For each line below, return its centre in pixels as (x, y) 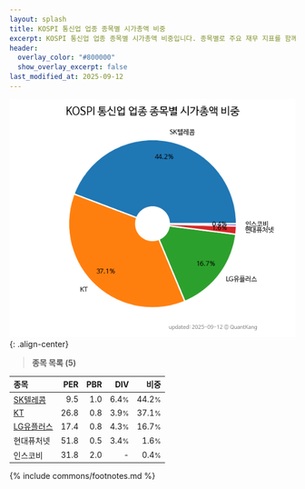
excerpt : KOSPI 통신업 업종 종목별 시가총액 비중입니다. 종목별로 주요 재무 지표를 (145, 38)
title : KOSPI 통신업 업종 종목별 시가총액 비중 (88, 29)
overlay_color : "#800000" (67, 58)
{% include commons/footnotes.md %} (83, 476)
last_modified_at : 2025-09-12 (67, 77)
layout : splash (38, 19)
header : (24, 48)
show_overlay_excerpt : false (73, 67)
